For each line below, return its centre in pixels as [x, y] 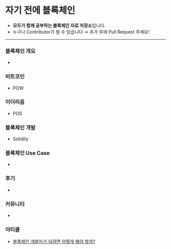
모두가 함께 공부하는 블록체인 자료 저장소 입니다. [59, 25]
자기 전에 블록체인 [40, 10]
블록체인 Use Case [27, 153]
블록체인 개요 [20, 51]
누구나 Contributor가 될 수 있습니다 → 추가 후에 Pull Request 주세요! [81, 32]
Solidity [21, 139]
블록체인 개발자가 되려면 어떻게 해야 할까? [54, 241]
